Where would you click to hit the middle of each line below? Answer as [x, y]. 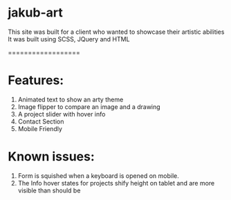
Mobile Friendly [40, 128]
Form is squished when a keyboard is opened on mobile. [98, 176]
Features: [36, 80]
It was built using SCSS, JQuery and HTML [69, 39]
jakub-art [35, 13]
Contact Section [41, 121]
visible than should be [49, 190]
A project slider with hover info [62, 114]
